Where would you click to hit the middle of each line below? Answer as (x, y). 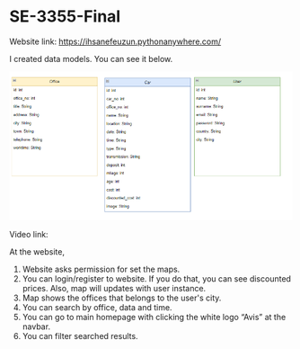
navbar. (36, 327)
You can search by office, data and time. (97, 308)
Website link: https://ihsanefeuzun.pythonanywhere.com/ (115, 41)
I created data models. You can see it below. (91, 58)
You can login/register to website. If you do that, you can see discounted (157, 279)
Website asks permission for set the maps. (101, 269)
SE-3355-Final (65, 17)
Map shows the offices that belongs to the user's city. (122, 298)
